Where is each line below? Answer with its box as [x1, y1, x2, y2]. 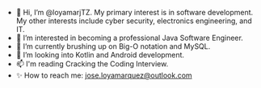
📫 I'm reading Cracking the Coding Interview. [15, 59, 169, 68]
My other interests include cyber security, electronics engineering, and [15, 16, 252, 26]
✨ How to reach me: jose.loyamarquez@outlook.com [15, 70, 192, 80]
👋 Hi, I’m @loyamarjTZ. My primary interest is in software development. [15, 8, 254, 17]
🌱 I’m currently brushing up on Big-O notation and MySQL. [15, 42, 211, 51]
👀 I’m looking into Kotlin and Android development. [15, 50, 184, 59]
